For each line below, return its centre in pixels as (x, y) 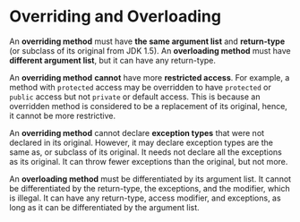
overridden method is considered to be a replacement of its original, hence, (149, 106)
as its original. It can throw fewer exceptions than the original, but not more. (149, 161)
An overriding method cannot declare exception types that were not (137, 132)
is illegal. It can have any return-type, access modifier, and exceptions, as (145, 198)
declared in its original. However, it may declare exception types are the (141, 142)
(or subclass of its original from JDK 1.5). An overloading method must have (150, 50)
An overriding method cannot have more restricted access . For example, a (150, 77)
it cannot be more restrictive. (63, 115)
